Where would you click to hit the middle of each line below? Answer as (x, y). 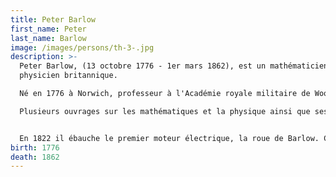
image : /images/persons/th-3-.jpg (82, 47)
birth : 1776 (35, 147)
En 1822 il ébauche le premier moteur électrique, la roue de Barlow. (169, 138)
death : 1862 (35, 157)
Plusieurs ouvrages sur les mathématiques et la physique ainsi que (165, 111)
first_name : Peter (48, 29)
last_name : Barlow (48, 38)
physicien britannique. (68, 76)
